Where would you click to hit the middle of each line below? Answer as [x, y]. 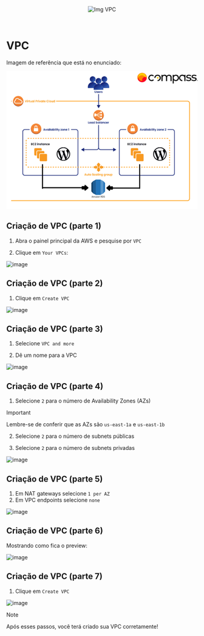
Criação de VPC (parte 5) [55, 479]
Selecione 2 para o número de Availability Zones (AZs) [83, 401]
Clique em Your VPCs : [42, 252]
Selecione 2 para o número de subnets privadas [75, 448]
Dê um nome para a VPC [46, 355]
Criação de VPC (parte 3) [55, 329]
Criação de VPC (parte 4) [55, 386]
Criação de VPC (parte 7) [55, 577]
